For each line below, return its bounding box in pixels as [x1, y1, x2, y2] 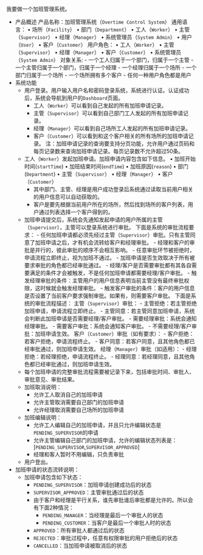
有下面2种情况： [33, 504, 74, 511]
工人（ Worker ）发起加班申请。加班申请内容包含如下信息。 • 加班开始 [24, 155, 196, 162]
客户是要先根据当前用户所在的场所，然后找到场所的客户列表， [33, 201, 188, 208]
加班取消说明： [24, 383, 62, 391]
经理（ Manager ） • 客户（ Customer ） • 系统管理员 [59, 49, 182, 56]
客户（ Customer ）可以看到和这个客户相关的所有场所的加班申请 [33, 133, 188, 139]
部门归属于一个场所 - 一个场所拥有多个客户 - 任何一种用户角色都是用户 [15, 72, 191, 79]
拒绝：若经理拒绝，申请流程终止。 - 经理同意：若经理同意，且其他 [24, 353, 190, 360]
